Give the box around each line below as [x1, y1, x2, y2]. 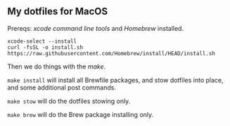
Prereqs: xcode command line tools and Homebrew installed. [7, 24, 184, 32]
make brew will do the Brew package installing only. [7, 110, 154, 118]
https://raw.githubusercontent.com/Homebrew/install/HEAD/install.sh [7, 50, 216, 57]
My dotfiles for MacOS [7, 6, 108, 17]
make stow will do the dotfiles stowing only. [7, 97, 131, 105]
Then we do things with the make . [7, 62, 106, 71]
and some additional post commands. [7, 83, 116, 92]
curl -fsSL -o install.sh [7, 43, 83, 51]
